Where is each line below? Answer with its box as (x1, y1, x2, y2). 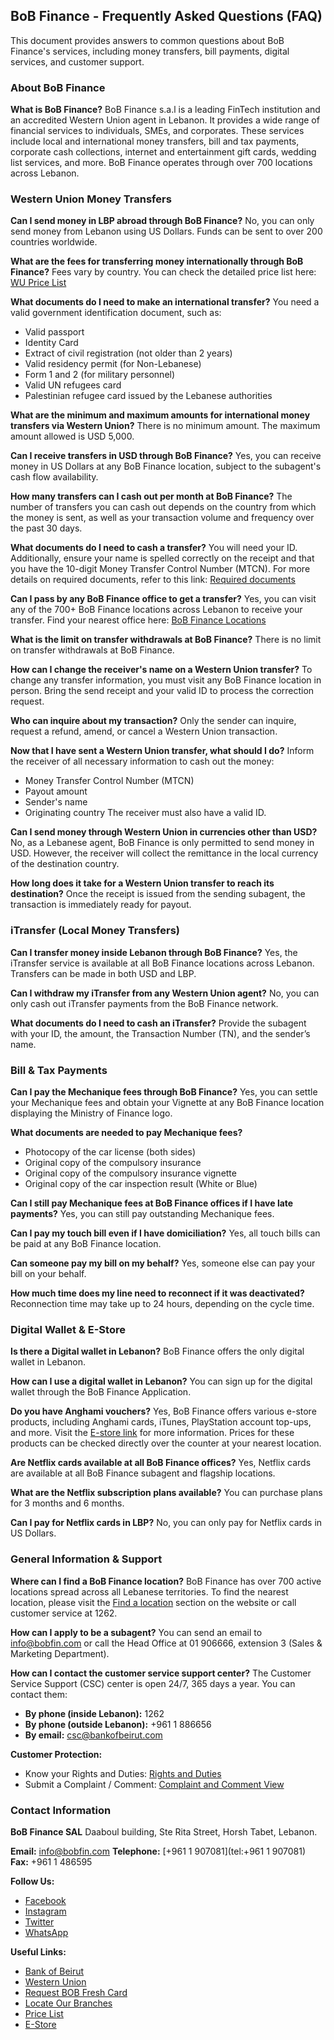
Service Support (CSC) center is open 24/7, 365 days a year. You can (10, 1677, 296, 1689)
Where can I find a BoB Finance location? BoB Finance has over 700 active (10, 1575, 322, 1587)
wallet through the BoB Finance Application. (10, 1386, 192, 1398)
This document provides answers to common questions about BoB (10, 34, 285, 46)
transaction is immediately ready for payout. (10, 899, 192, 911)
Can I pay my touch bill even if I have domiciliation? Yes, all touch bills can (10, 1227, 321, 1239)
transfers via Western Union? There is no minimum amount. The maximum (10, 420, 321, 432)
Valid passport (24, 326, 85, 338)
